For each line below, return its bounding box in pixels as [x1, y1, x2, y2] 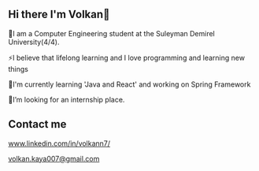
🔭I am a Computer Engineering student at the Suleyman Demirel [8, 28, 215, 38]
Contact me [8, 117, 67, 131]
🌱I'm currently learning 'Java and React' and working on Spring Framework [8, 80, 251, 89]
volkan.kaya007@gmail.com [8, 154, 100, 163]
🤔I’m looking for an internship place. [8, 95, 125, 104]
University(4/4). [8, 37, 60, 46]
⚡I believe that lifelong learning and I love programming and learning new [8, 53, 246, 62]
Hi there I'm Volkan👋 [8, 8, 110, 21]
